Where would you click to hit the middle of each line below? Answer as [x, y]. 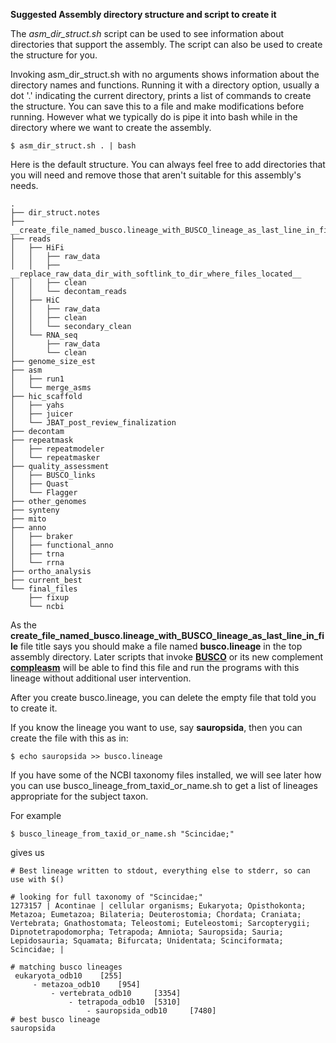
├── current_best [46, 580]
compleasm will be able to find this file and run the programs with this [155, 667]
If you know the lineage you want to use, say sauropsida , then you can [156, 727]
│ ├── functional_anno [62, 545]
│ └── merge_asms [51, 388]
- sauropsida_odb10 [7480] [151, 1011]
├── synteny [35, 510]
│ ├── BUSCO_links [53, 475]
